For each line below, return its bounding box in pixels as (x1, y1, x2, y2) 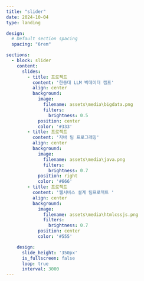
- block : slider (11, 57, 51, 63)
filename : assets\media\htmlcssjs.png (43, 211, 139, 218)
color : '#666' (37, 179, 73, 185)
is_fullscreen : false (21, 255, 76, 261)
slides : (21, 69, 41, 75)
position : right (37, 173, 78, 179)
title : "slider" (6, 8, 46, 15)
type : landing (6, 20, 41, 25)
